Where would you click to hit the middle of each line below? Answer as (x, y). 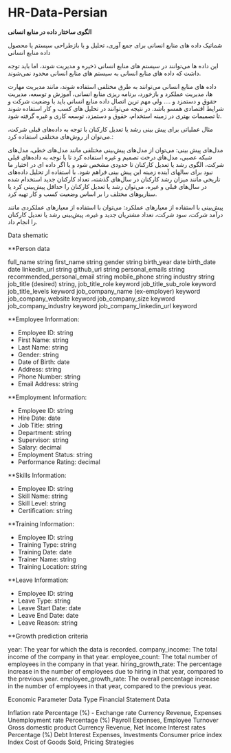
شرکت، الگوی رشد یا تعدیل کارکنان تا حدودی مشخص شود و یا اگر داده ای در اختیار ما (116, 164)
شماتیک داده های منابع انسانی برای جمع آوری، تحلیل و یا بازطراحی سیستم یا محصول (115, 45)
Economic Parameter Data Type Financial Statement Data (89, 699)
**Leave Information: (38, 580)
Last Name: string (43, 347)
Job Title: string (40, 425)
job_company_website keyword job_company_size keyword (91, 299)
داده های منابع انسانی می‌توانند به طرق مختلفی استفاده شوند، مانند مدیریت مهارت (112, 86)
